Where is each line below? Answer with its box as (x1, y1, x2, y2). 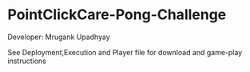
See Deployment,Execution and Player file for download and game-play (7, 47, 243, 57)
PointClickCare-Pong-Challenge (7, 6, 227, 24)
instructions (7, 56, 47, 66)
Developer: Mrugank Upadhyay (7, 32, 111, 42)
